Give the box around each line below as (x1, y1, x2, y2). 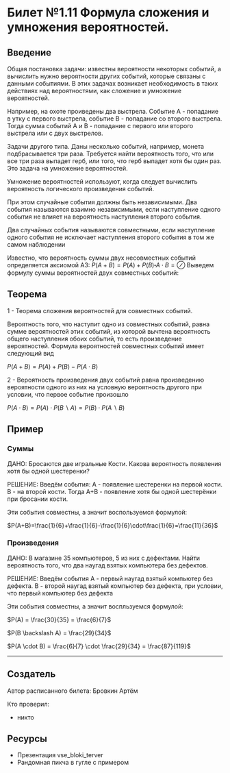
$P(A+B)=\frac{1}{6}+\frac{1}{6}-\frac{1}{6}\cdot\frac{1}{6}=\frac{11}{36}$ (7, 521, 218, 529)
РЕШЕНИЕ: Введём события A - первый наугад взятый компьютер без (7, 574, 214, 582)
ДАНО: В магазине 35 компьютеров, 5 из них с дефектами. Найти (7, 554, 201, 562)
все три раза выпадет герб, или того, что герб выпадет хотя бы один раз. (7, 157, 222, 165)
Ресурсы (7, 733, 48, 744)
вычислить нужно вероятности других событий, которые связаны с (7, 72, 206, 80)
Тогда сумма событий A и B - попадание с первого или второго (7, 122, 194, 130)
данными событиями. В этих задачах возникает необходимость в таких (7, 79, 218, 87)
